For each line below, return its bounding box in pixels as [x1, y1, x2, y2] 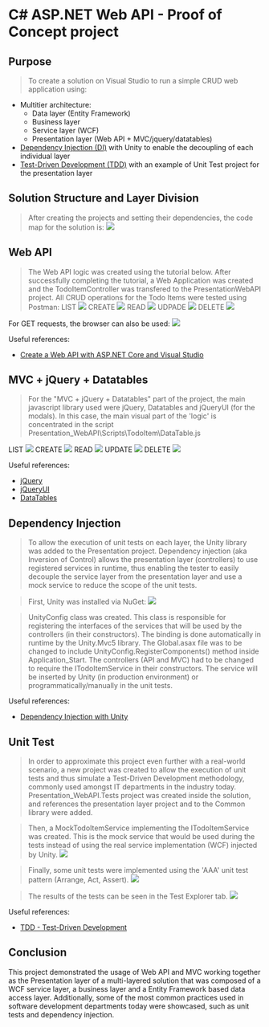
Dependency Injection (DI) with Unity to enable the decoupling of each [19, 143, 254, 152]
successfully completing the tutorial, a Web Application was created [27, 275, 254, 285]
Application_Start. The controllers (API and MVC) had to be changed [27, 655, 255, 665]
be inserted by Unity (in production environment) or [27, 672, 199, 682]
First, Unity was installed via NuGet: [27, 597, 147, 607]
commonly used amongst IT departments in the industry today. [27, 782, 237, 792]
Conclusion [8, 946, 67, 960]
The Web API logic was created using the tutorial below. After [27, 267, 231, 276]
